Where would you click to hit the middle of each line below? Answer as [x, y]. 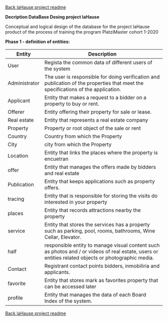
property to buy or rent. [72, 104]
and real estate [62, 173]
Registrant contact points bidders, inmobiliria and [102, 266]
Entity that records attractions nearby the [92, 210]
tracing [16, 199]
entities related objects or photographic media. [99, 258]
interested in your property [76, 202]
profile [15, 298]
